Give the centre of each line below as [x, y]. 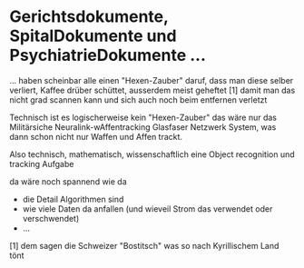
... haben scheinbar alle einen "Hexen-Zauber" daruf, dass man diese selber [152, 80]
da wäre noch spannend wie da [68, 181]
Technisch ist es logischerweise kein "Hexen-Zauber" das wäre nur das [143, 117]
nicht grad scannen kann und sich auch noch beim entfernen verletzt [138, 99]
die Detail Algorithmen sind [73, 199]
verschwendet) [51, 218]
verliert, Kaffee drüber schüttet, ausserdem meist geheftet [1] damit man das [152, 90]
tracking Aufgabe [42, 164]
